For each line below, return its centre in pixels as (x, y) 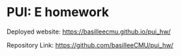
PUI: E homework (58, 12)
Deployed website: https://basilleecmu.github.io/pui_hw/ (89, 31)
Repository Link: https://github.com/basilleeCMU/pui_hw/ (90, 45)
